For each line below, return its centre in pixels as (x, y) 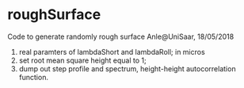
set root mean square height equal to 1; (83, 60)
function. (34, 77)
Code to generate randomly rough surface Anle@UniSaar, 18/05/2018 (121, 36)
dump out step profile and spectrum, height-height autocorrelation (127, 68)
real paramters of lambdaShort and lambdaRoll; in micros (112, 52)
